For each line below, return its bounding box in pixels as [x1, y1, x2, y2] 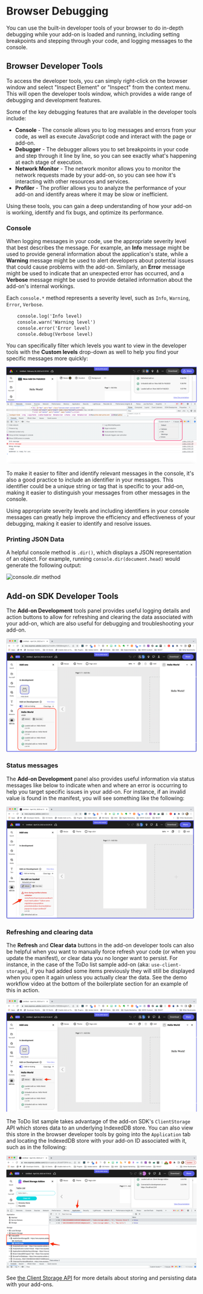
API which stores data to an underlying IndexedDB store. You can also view [6, 1124, 193, 1132]
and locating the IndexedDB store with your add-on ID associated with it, [6, 1137, 187, 1145]
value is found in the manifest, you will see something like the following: [6, 794, 185, 802]
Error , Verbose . [6, 301, 43, 308]
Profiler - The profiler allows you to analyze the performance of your [14, 184, 187, 191]
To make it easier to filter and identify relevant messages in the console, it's [6, 469, 195, 477]
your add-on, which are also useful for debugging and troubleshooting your [6, 620, 195, 627]
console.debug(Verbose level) [17, 332, 94, 338]
